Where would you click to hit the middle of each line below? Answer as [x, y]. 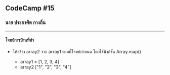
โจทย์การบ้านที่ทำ [19, 40]
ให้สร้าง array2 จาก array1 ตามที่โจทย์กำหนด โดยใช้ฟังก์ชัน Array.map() [77, 51]
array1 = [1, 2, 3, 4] [40, 61]
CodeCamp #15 [30, 8]
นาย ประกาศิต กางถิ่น [26, 23]
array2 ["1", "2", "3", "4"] [46, 67]
